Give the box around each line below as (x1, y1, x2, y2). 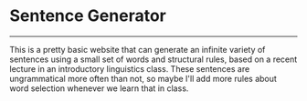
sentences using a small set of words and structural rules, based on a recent (9, 54, 298, 65)
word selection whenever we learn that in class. (9, 83, 189, 94)
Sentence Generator (9, 5, 166, 26)
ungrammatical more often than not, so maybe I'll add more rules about (9, 73, 277, 84)
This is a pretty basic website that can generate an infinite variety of (9, 44, 266, 55)
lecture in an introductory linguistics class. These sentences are (9, 63, 250, 74)
